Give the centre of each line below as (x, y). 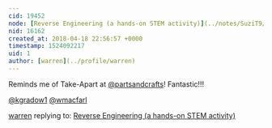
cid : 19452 (27, 16)
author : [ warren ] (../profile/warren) (72, 62)
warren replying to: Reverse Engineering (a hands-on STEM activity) (122, 115)
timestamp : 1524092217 (47, 46)
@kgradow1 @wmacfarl (48, 100)
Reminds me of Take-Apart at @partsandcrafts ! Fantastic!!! (106, 84)
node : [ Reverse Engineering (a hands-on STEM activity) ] (106, 23)
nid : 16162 (27, 31)
